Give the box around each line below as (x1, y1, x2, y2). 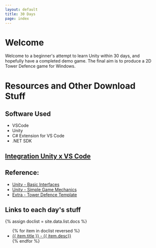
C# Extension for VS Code (12, 133, 64, 139)
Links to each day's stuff (5, 205, 81, 214)
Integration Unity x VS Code (5, 152, 91, 160)
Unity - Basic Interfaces (12, 181, 60, 187)
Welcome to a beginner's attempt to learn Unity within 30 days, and (5, 53, 140, 59)
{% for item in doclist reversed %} (12, 228, 80, 234)
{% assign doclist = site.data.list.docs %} (5, 218, 87, 224)
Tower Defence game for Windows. (5, 63, 76, 69)
